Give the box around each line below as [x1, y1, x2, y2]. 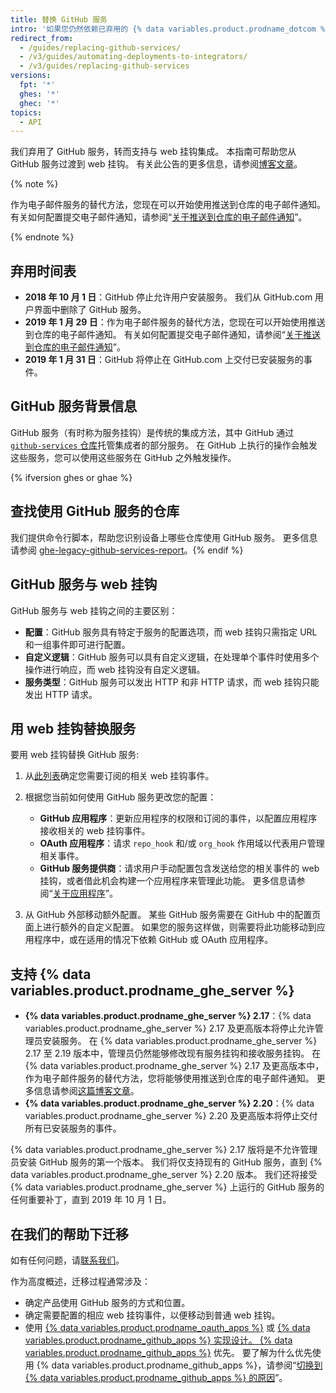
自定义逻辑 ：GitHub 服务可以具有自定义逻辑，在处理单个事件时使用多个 [24, 651, 320, 663]
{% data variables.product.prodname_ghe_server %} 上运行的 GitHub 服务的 [10, 1181, 325, 1193]
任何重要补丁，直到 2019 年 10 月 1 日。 [10, 1194, 172, 1206]
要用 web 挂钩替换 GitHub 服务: [10, 749, 140, 761]
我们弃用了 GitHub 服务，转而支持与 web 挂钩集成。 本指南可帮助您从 [10, 146, 297, 158]
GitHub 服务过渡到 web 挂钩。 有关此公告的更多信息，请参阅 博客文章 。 [10, 158, 303, 170]
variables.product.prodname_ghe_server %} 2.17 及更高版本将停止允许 [24, 1022, 315, 1035]
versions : [10, 71, 52, 81]
